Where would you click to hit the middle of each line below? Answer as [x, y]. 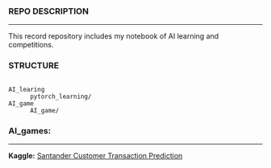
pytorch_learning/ [60, 96]
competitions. [31, 45]
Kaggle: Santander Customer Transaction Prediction [96, 155]
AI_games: [30, 130]
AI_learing [27, 89]
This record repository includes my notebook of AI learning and [114, 36]
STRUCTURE [33, 66]
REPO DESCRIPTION [48, 11]
